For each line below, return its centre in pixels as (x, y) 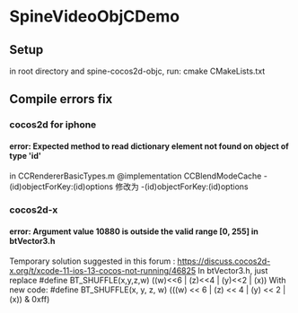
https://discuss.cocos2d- (224, 261)
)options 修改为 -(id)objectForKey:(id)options (165, 187)
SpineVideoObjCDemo (95, 17)
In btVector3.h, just (233, 270)
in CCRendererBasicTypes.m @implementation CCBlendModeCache (136, 176)
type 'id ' (26, 155)
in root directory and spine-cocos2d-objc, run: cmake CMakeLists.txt (137, 71)
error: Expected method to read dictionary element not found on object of (149, 146)
